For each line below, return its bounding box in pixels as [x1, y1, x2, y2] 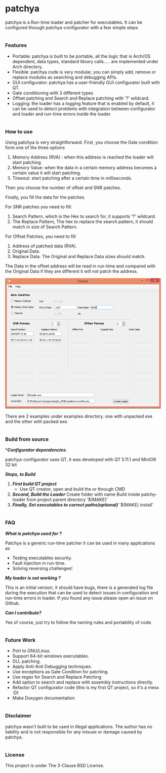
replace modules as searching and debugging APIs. [12, 74, 118, 80]
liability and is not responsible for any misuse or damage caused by [5, 729, 142, 734]
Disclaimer [5, 712, 32, 719]
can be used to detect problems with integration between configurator [12, 106, 156, 112]
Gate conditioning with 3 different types [12, 90, 93, 96]
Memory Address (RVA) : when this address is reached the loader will [12, 154, 154, 160]
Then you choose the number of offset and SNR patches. [5, 185, 122, 191]
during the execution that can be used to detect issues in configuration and [5, 589, 158, 595]
